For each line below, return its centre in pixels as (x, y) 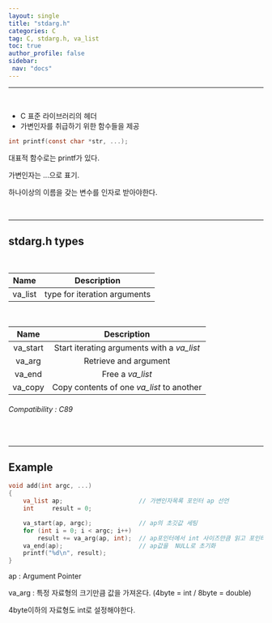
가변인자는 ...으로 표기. (44, 175)
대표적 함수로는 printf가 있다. (54, 158)
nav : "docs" (32, 69)
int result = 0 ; (57, 509)
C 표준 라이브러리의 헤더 (58, 116)
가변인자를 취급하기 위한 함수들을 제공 (80, 125)
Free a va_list (127, 375)
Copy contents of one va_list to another (127, 388)
